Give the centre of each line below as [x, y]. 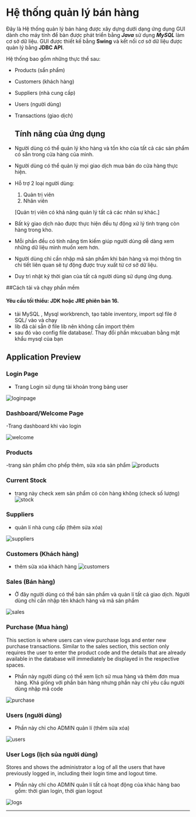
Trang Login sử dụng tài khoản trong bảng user [71, 387]
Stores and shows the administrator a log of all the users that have [85, 767]
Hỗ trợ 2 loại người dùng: [44, 183]
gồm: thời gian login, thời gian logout [58, 791]
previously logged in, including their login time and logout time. [82, 774]
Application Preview [43, 357]
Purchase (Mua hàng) [37, 627]
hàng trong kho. [34, 230]
